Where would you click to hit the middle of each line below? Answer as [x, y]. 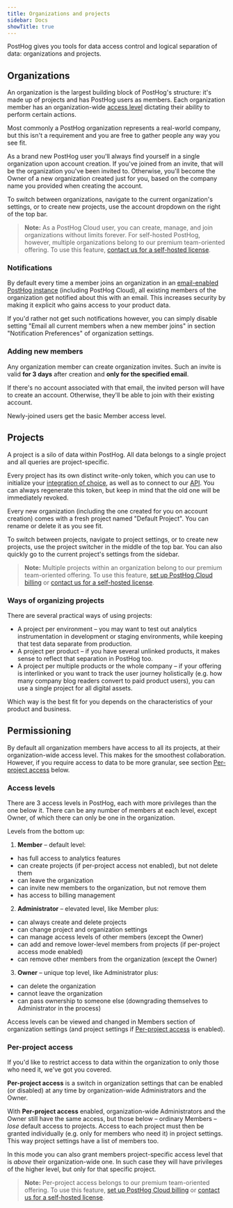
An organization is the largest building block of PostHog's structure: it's [110, 93]
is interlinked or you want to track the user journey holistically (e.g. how [120, 673]
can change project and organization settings [82, 929]
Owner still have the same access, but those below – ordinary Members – [112, 1119]
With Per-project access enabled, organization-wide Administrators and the [116, 1111]
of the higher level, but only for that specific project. [82, 1169]
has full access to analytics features [69, 858]
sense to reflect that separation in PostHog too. [85, 658]
